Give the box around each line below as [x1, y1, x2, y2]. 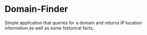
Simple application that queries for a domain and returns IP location [4, 20, 142, 26]
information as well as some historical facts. [4, 25, 95, 31]
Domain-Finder [4, 3, 68, 15]
